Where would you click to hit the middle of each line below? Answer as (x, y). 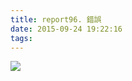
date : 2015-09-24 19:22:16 (66, 29)
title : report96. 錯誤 (56, 19)
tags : (21, 38)
